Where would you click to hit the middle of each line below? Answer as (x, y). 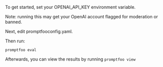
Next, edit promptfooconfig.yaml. (39, 31)
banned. (14, 22)
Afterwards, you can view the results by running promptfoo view (70, 59)
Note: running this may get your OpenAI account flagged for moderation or (81, 17)
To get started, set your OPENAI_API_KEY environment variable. (70, 7)
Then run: (15, 41)
